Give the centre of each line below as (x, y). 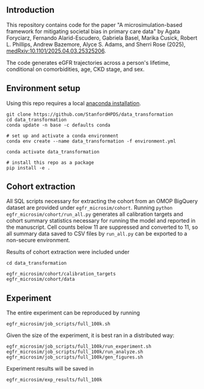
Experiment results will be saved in (50, 369)
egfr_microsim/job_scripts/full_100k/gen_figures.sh (75, 357)
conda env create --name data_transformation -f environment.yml (91, 141)
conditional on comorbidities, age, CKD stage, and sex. (75, 69)
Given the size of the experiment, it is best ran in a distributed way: (90, 335)
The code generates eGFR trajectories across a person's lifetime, (88, 62)
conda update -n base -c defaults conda (59, 125)
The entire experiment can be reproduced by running (73, 313)
